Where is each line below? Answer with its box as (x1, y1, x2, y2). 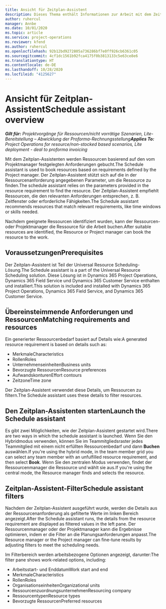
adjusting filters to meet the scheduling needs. (5, 542, 100, 548)
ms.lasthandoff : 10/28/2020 (5, 67, 63, 72)
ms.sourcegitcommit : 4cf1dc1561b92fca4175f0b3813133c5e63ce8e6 (5, 53, 138, 59)
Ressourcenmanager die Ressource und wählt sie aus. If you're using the (5, 465, 153, 471)
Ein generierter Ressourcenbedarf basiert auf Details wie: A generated (5, 336, 147, 342)
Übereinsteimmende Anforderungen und (5, 308, 133, 316)
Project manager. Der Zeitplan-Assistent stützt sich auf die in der (5, 172, 137, 178)
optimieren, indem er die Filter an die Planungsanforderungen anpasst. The (5, 532, 157, 538)
